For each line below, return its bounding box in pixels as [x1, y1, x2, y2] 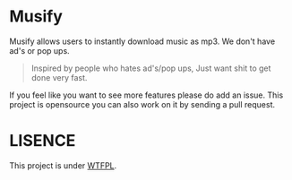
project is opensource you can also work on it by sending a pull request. [9, 99, 276, 109]
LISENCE [9, 131, 76, 151]
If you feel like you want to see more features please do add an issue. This [9, 90, 284, 100]
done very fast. [30, 72, 88, 82]
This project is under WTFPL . [9, 159, 117, 171]
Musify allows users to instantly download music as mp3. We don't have [9, 36, 276, 47]
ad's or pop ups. [9, 45, 70, 56]
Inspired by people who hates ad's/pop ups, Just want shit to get [30, 63, 271, 73]
